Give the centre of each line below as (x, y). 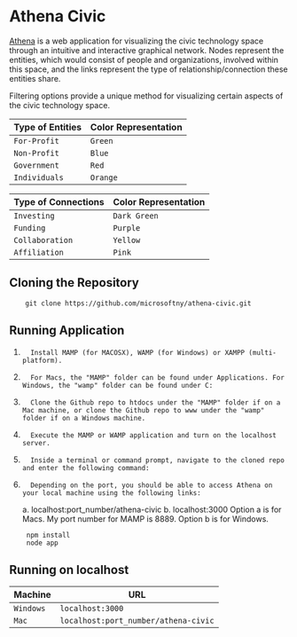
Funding (30, 228)
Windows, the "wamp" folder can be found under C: (117, 385)
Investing (34, 216)
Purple (127, 228)
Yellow (127, 240)
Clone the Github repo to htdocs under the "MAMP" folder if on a (156, 402)
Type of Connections (59, 201)
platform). (42, 360)
